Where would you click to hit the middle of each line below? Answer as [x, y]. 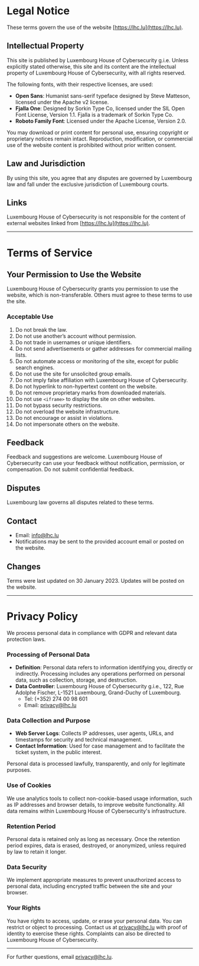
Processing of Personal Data [48, 654]
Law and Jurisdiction [46, 164]
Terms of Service [50, 253]
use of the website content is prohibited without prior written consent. [92, 145]
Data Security [27, 867]
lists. [21, 355]
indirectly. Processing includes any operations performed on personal [100, 674]
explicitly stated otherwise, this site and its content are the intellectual [92, 66]
